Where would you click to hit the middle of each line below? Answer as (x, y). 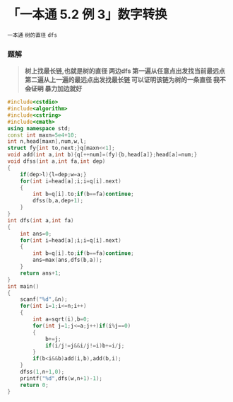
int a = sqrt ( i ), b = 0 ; (61, 319)
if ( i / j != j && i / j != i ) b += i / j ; (85, 345)
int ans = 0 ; (36, 234)
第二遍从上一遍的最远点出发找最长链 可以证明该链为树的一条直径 (118, 80)
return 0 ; (35, 385)
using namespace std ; (39, 128)
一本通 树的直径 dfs (32, 35)
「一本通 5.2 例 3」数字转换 (87, 15)
